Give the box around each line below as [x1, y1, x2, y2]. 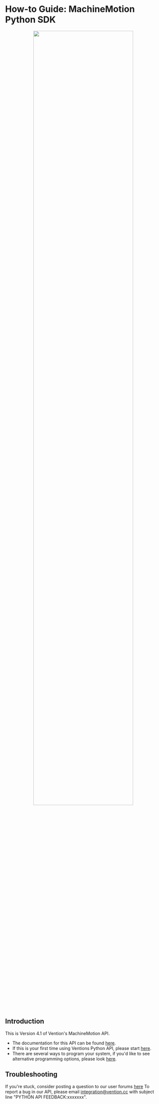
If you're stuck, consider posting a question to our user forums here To [5, 1083, 150, 1089]
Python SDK [5, 14, 56, 25]
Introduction [5, 1017, 45, 1026]
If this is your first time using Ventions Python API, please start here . [12, 1045, 152, 1051]
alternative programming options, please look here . [12, 1056, 117, 1062]
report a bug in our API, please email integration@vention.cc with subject [5, 1089, 155, 1095]
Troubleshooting [5, 1070, 58, 1079]
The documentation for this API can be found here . [12, 1040, 116, 1046]
